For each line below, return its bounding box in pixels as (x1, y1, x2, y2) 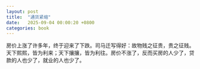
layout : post (6, 8, 39, 15)
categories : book (6, 25, 50, 31)
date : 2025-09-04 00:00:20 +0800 (6, 19, 95, 25)
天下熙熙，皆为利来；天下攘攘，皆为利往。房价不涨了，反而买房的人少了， (6, 50, 189, 57)
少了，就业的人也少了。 (26, 57, 85, 64)
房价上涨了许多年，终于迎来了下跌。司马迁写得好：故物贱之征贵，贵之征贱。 (6, 42, 195, 49)
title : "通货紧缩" (6, 14, 51, 20)
